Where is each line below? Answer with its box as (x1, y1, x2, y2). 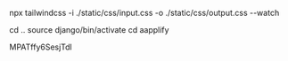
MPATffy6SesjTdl (9, 42, 73, 52)
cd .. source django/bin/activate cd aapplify (9, 25, 169, 34)
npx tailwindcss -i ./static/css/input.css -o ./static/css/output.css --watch (9, 8, 280, 18)
